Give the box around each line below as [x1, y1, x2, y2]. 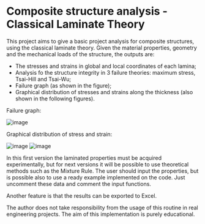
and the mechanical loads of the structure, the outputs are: [6, 50, 155, 58]
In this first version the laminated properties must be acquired [6, 154, 162, 162]
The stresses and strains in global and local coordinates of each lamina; [15, 62, 197, 70]
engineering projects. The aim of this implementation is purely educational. [6, 210, 195, 218]
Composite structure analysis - [6, 4, 168, 18]
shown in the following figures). [15, 95, 95, 102]
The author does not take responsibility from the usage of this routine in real [6, 204, 198, 211]
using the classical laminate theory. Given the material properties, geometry [6, 44, 197, 51]
